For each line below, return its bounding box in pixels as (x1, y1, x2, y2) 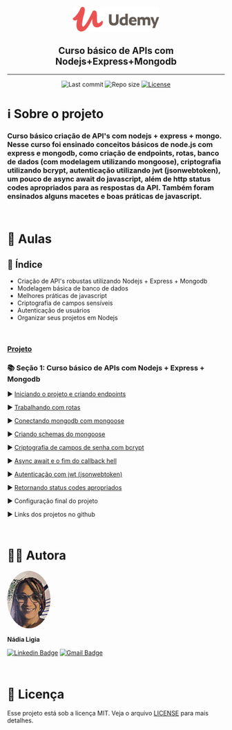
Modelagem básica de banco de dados (17, 284, 129, 293)
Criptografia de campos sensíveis (17, 299, 113, 307)
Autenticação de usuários (17, 306, 90, 314)
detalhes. (7, 716, 34, 724)
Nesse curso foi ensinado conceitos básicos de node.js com (7, 139, 213, 149)
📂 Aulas (7, 231, 52, 247)
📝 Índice (7, 259, 43, 270)
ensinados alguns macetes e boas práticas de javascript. (7, 191, 202, 201)
